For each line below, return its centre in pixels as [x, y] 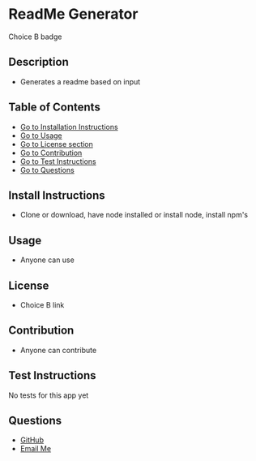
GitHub [32, 440]
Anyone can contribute [58, 350]
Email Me [35, 449]
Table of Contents [55, 108]
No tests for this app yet [49, 395]
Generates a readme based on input [80, 81]
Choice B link [42, 305]
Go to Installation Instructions [69, 127]
